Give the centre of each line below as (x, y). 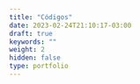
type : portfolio (39, 66)
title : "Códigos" (41, 17)
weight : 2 (27, 50)
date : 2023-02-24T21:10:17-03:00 (70, 25)
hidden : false (35, 58)
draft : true (31, 33)
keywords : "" (33, 42)
